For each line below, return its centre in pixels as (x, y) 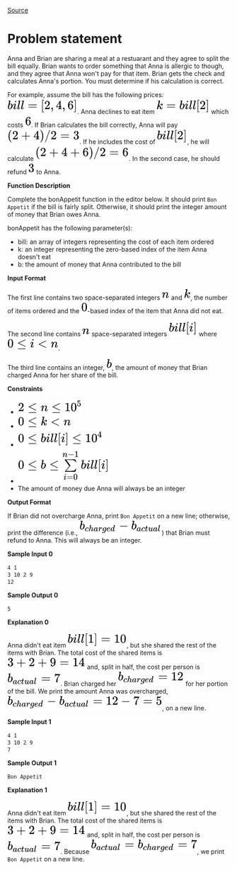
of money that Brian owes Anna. (54, 214)
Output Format (29, 502)
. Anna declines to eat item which (153, 111)
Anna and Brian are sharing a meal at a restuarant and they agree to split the (118, 58)
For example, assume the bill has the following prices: (86, 94)
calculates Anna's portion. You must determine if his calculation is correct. (116, 81)
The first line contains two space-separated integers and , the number (117, 298)
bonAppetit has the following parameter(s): (70, 228)
